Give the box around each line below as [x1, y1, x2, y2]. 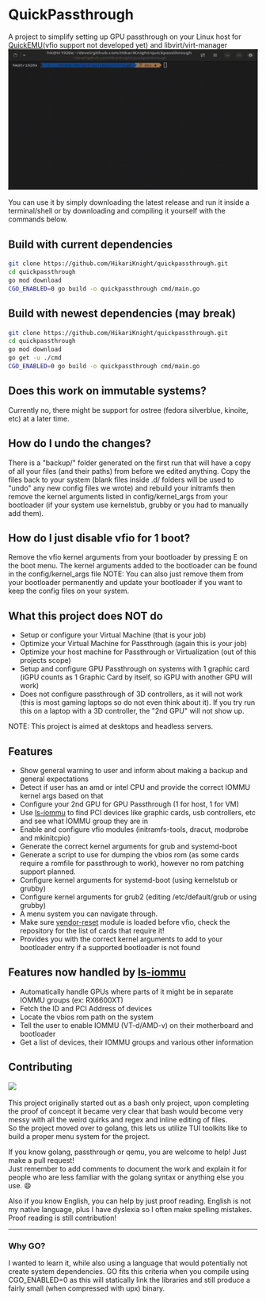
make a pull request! [8, 1155, 75, 1164]
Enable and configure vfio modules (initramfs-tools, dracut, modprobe [19, 825, 249, 834]
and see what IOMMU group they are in [19, 816, 149, 826]
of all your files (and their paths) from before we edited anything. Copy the [8, 466, 251, 475]
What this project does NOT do [8, 609, 164, 622]
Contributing [8, 1060, 73, 1074]
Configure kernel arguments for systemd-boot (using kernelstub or [19, 876, 238, 884]
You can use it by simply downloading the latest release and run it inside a [8, 198, 250, 207]
